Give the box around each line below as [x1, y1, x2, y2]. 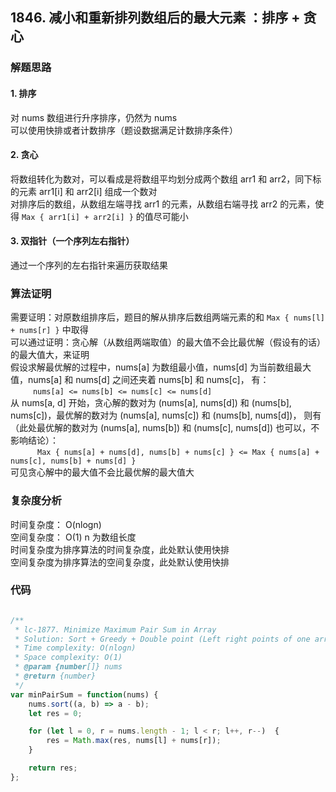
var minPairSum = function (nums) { [10, 689, 159, 700]
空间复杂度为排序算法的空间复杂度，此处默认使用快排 [10, 556, 230, 568]
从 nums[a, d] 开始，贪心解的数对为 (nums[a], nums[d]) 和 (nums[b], [10, 397, 292, 409]
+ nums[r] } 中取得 [10, 324, 89, 336]
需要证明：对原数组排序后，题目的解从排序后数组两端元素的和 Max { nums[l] [10, 311, 326, 323]
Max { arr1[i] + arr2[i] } [21, 212, 134, 222]
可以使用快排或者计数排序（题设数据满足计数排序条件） [10, 124, 238, 136]
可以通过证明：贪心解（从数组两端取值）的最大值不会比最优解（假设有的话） [10, 336, 326, 348]
